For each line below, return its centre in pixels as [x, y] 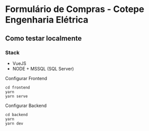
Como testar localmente [43, 38]
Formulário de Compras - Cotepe [75, 9]
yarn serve [16, 96]
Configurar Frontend [26, 78]
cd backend [16, 114]
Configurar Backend [26, 105]
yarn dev [14, 123]
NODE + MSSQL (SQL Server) [43, 68]
